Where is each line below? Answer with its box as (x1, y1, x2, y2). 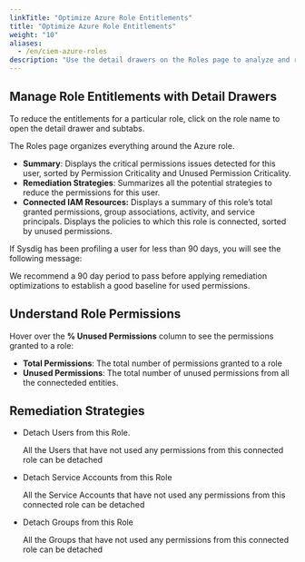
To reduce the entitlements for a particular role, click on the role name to (9, 113, 280, 123)
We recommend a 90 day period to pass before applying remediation (9, 270, 268, 281)
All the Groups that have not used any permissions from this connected (22, 535, 290, 546)
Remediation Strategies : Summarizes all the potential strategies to (22, 177, 272, 188)
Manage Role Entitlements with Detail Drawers (9, 89, 277, 104)
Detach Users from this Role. (22, 428, 131, 439)
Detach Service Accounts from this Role (22, 472, 172, 483)
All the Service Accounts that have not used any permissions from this (22, 489, 286, 500)
